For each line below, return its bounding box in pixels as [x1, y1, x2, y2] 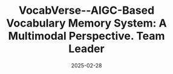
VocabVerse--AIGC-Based [18, 4, 155, 17]
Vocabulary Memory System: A [5, 16, 168, 30]
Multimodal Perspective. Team [8, 29, 165, 43]
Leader [68, 42, 105, 56]
